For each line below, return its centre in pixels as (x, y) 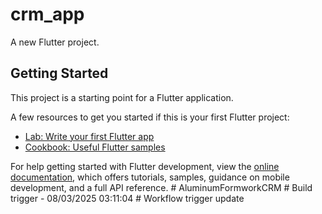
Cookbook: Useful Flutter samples (95, 147)
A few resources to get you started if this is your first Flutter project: (150, 117)
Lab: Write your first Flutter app (89, 136)
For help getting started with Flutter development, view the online (145, 166)
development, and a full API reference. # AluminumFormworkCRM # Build (161, 187)
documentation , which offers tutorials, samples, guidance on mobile (150, 177)
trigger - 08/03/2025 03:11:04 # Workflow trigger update (127, 198)
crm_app (47, 14)
